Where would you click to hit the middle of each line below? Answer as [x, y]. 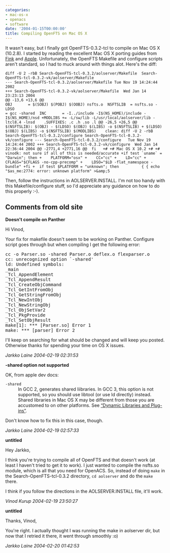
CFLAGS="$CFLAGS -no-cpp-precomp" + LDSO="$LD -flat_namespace [77, 162]
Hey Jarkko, [18, 450]
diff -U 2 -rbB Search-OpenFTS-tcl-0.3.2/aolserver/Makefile [71, 74]
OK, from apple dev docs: [32, 375]
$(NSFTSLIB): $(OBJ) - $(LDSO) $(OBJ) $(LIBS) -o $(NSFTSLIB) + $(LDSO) [84, 127]
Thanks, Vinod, [21, 521]
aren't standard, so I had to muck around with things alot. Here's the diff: [81, 64]
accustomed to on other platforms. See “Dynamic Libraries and [84, 405]
